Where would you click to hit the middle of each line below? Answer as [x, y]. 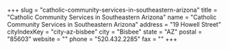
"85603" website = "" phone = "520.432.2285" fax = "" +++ [92, 39]
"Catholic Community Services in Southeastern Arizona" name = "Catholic [112, 17]
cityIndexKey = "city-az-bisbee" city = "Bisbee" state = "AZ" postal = [105, 32]
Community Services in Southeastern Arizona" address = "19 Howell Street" [114, 24]
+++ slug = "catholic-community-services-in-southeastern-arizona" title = [112, 10]
